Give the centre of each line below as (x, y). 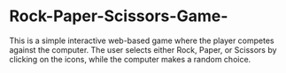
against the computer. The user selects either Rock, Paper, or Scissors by (143, 49)
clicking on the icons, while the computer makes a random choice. (130, 59)
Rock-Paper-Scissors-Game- (119, 16)
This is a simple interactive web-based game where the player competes (142, 40)
